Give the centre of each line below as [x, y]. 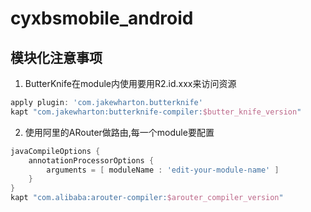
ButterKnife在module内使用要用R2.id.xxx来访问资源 [130, 83]
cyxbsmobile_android [102, 18]
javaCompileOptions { [55, 151]
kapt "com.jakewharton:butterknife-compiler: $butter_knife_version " [156, 112]
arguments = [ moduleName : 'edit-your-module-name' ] [163, 170]
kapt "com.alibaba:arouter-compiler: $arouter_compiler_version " [147, 198]
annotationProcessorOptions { [91, 160]
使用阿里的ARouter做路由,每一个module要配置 [119, 132]
